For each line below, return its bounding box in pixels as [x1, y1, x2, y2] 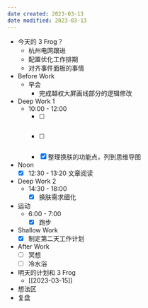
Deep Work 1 [17, 97, 55, 105]
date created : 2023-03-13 [7, 10, 84, 18]
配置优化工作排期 [28, 54, 79, 64]
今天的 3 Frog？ [17, 37, 64, 46]
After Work [17, 242, 50, 251]
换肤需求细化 [38, 192, 76, 201]
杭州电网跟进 [28, 46, 66, 54]
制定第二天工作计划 [28, 234, 85, 242]
